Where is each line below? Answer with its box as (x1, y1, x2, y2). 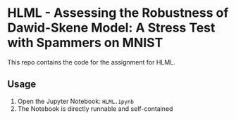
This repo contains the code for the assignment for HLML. (7, 58, 176, 66)
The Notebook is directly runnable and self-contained (17, 104, 173, 113)
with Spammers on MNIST (7, 35, 163, 51)
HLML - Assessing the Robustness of (7, 5, 229, 21)
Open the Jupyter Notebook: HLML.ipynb (17, 97, 135, 105)
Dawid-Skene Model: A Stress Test (7, 20, 216, 36)
